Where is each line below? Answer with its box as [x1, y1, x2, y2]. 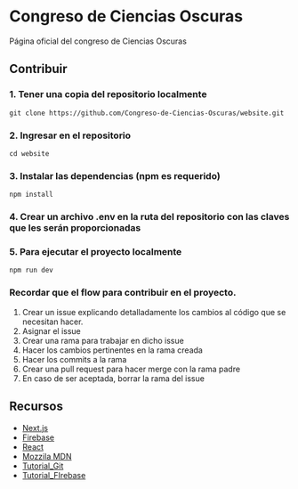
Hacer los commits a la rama [21, 354, 127, 364]
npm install [9, 190, 53, 200]
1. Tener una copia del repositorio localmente [9, 88, 207, 101]
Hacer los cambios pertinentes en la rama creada [21, 345, 203, 355]
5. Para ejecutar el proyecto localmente [9, 246, 182, 258]
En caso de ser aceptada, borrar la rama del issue [21, 372, 205, 384]
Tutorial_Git [21, 460, 64, 471]
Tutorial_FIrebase [21, 469, 86, 480]
